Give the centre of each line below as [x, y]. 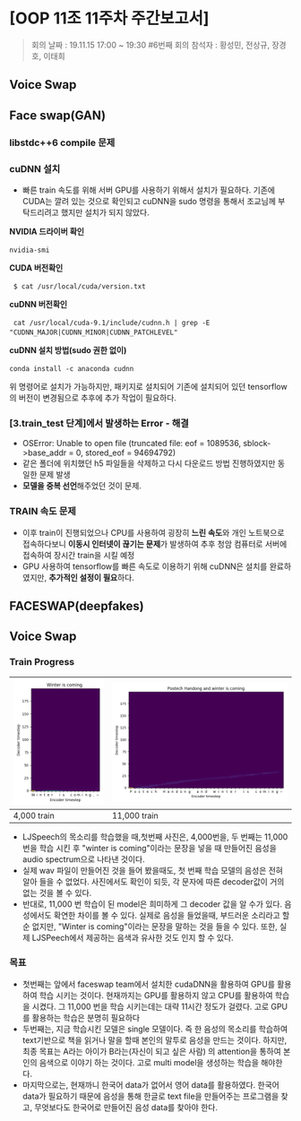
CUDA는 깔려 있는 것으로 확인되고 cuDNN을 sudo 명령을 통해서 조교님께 [149, 201]
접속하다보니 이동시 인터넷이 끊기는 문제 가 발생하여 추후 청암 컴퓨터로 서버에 [155, 544]
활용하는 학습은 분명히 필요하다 [86, 1017]
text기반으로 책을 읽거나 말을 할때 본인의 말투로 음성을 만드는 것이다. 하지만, [155, 1039]
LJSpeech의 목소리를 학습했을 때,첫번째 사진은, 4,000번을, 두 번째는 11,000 [155, 836]
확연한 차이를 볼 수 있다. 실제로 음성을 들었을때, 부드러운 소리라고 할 [172, 915]
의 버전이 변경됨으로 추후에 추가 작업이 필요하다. [93, 397]
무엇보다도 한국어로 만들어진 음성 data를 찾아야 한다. [126, 1107]
